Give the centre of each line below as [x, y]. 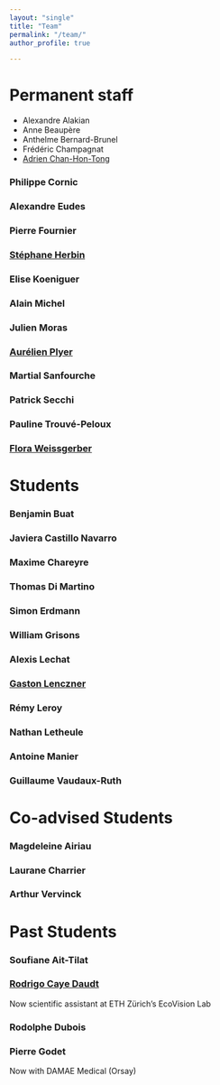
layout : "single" [42, 18]
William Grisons [45, 635]
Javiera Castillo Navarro [63, 538]
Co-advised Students [91, 817]
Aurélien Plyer [41, 351]
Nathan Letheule [46, 732]
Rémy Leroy [36, 708]
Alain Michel [37, 303]
